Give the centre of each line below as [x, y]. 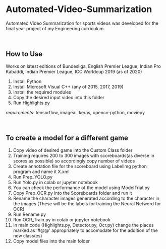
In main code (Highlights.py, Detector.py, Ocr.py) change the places [83, 225]
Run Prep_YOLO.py [33, 177]
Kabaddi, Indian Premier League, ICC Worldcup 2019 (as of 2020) [74, 71]
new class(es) [27, 235]
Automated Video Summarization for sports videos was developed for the [82, 23]
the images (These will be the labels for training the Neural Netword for [87, 203]
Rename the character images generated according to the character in [86, 198]
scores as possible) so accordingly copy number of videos [74, 161]
